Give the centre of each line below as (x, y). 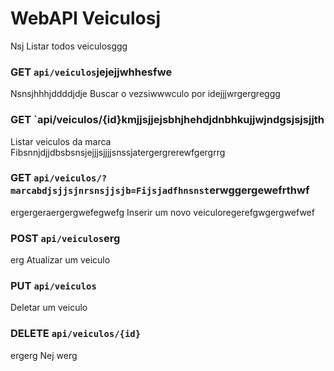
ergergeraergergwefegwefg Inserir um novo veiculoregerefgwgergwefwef (162, 212)
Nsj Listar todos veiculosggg (69, 46)
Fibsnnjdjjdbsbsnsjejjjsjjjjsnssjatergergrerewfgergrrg (118, 152)
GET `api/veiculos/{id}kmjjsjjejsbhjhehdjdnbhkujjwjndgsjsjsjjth (167, 120)
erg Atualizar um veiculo (60, 260)
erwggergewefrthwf (259, 190)
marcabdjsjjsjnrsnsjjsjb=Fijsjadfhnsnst (110, 191)
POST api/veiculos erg (65, 238)
